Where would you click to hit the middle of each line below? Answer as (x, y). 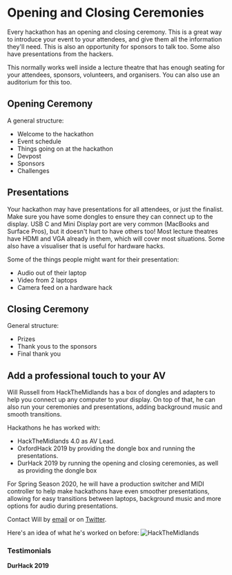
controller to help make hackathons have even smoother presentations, (108, 491)
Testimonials (29, 551)
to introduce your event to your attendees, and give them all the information (115, 39)
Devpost (29, 156)
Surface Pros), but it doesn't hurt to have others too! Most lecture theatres (113, 231)
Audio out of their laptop (52, 273)
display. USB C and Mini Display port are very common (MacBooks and (108, 223)
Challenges (33, 170)
